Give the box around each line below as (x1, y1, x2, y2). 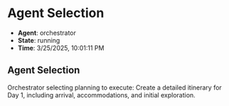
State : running (17, 36, 60, 44)
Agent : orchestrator (17, 28, 77, 37)
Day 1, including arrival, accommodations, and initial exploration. (7, 90, 196, 99)
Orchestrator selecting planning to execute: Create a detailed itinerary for (7, 83, 222, 92)
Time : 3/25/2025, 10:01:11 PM (17, 43, 105, 52)
